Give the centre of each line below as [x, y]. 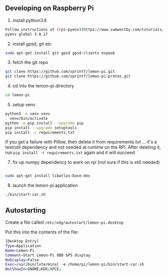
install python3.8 [29, 20]
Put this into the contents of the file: [42, 232]
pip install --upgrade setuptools [41, 128]
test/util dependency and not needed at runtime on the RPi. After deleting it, [83, 147]
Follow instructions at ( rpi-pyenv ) [43, 30]
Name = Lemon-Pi [20, 250]
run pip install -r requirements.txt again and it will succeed [70, 153]
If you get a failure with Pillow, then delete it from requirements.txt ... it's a [81, 142]
